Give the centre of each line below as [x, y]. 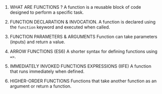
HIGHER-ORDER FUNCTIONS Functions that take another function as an [83, 81]
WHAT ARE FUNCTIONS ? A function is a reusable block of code [75, 7]
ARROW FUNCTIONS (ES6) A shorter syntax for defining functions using [83, 51]
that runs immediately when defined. [47, 71]
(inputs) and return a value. [38, 42]
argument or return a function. [40, 86]
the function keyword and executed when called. [60, 27]
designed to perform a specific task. [47, 12]
